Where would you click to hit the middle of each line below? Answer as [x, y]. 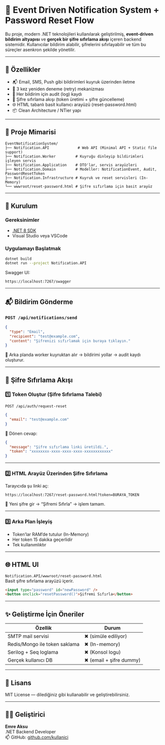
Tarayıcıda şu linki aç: [27, 486]
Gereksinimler [22, 220]
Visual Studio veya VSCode [40, 236]
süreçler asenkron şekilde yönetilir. [40, 50]
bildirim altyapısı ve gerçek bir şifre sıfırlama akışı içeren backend [73, 39]
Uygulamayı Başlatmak [33, 249]
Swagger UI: [18, 273]
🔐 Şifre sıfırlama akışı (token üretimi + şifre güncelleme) [68, 99]
